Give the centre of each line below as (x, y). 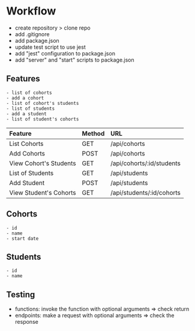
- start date (22, 238)
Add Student (27, 183)
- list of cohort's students (43, 103)
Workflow (31, 11)
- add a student (26, 114)
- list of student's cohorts (43, 119)
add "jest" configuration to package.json (65, 53)
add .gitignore (32, 34)
